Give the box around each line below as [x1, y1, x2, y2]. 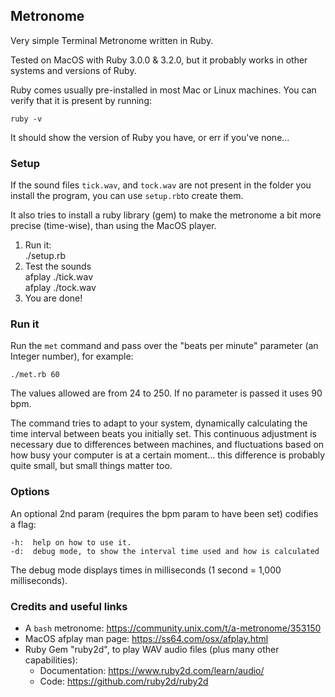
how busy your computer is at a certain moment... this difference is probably [10, 449, 326, 461]
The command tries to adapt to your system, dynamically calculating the [10, 417, 308, 429]
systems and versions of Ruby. [10, 64, 137, 76]
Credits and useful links [10, 599, 128, 613]
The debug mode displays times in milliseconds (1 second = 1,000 [10, 564, 282, 576]
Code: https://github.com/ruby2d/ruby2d [39, 675, 209, 687]
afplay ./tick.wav [24, 271, 94, 283]
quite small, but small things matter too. [10, 460, 173, 472]
